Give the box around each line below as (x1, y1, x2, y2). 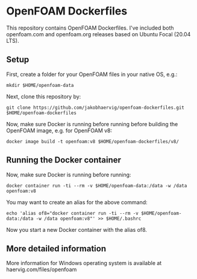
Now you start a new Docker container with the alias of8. (6, 226, 148, 233)
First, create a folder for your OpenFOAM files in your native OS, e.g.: (6, 71, 178, 78)
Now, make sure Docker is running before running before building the (6, 120, 178, 127)
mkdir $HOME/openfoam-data (6, 82, 74, 88)
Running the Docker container (6, 155, 122, 165)
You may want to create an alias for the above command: (6, 198, 148, 206)
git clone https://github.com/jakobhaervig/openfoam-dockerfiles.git (6, 104, 185, 111)
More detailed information (6, 243, 107, 254)
